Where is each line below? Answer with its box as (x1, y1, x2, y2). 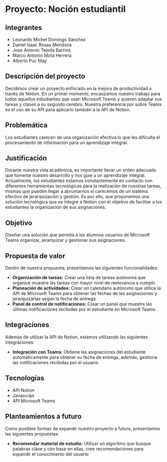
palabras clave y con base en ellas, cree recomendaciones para (12, 446, 144, 452)
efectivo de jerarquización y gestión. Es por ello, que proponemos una (5, 193, 150, 200)
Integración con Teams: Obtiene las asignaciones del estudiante (12, 349, 146, 355)
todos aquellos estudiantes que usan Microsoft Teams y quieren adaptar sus (5, 96, 163, 102)
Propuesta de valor (5, 252, 66, 260)
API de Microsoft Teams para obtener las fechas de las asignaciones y (12, 291, 157, 297)
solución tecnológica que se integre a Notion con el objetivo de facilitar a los (5, 199, 163, 205)
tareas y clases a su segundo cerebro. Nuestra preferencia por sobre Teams (5, 101, 162, 107)
